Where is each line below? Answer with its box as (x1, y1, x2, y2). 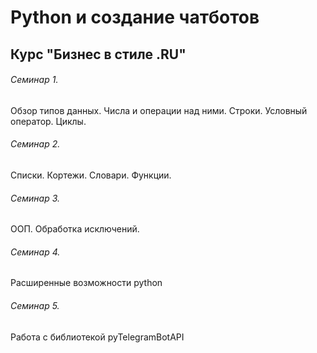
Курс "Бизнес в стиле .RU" (10, 46, 187, 63)
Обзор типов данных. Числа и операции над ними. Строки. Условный (10, 104, 308, 116)
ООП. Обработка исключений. (10, 223, 140, 235)
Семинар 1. (10, 74, 59, 86)
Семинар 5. (10, 299, 60, 311)
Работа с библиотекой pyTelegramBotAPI (10, 331, 185, 343)
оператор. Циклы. (10, 115, 87, 127)
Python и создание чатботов (10, 6, 260, 29)
